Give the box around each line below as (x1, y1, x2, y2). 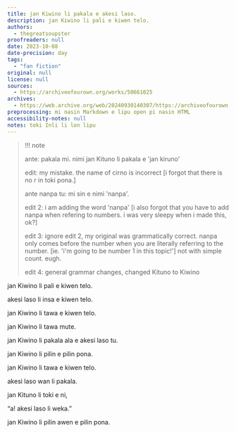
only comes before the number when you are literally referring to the (24, 239, 224, 247)
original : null (7, 69, 52, 76)
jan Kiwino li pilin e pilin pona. (7, 349, 93, 358)
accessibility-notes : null (7, 115, 87, 122)
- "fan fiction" (13, 63, 61, 70)
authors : (7, 23, 33, 30)
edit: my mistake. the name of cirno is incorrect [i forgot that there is (24, 168, 223, 177)
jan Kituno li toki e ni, (7, 390, 68, 399)
